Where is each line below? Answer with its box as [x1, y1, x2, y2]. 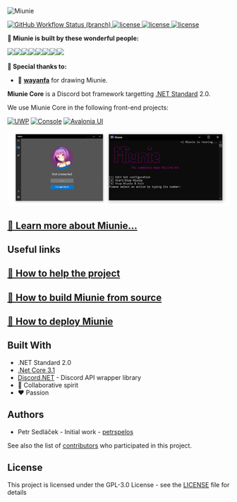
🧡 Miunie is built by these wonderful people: [7, 34, 139, 42]
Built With [7, 340, 51, 352]
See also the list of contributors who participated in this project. [7, 441, 193, 450]
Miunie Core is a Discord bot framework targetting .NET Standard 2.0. [7, 90, 211, 98]
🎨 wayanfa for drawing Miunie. [17, 76, 108, 84]
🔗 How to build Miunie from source [7, 292, 162, 304]
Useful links [7, 244, 61, 256]
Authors [7, 409, 44, 421]
